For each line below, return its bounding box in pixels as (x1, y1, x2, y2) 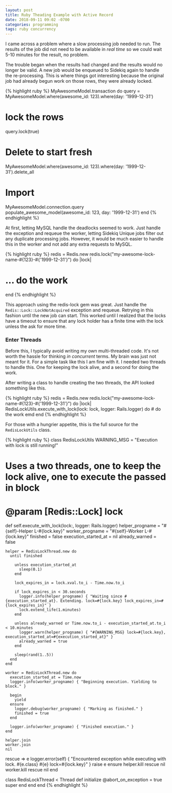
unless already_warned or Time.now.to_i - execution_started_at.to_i (14, 621, 166, 626)
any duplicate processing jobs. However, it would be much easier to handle (5, 235, 164, 242)
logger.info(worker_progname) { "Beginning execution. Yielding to (10, 679, 157, 685)
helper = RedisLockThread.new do (5, 549, 77, 554)
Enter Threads (5, 336, 42, 343)
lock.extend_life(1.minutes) (18, 607, 81, 613)
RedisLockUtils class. (5, 427, 51, 433)
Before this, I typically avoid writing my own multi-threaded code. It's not (5, 348, 159, 354)
